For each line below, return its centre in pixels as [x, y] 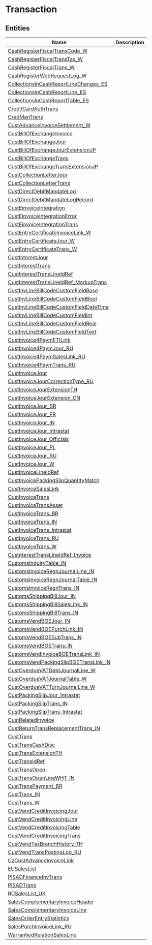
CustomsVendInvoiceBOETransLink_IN [54, 654]
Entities [18, 28]
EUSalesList [22, 869]
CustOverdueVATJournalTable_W [48, 679]
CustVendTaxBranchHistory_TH [45, 844]
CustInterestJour [28, 257]
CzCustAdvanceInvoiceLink [41, 860]
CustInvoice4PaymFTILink [39, 340]
